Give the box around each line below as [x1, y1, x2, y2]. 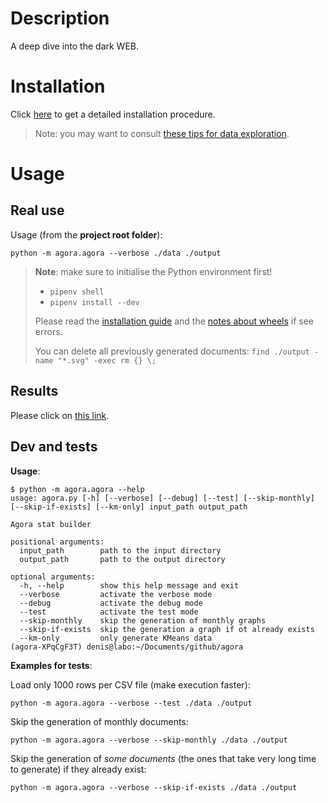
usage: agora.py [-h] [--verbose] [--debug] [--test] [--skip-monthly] [10, 493, 315, 503]
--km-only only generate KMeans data [19, 633, 213, 643]
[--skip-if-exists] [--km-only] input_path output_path [10, 502, 248, 512]
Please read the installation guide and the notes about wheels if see [34, 315, 315, 327]
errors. [34, 325, 63, 337]
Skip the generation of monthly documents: [10, 715, 189, 727]
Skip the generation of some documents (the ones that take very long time [10, 752, 317, 764]
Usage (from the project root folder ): [10, 228, 163, 241]
